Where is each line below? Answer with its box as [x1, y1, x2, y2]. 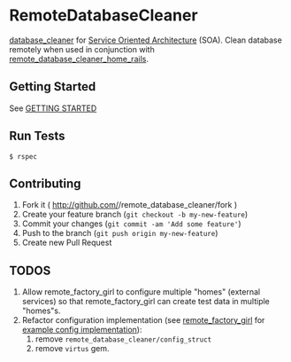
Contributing [9, 176, 81, 191]
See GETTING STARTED [9, 103, 97, 114]
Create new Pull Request [21, 237, 112, 248]
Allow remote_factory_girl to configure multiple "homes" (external [21, 287, 261, 297]
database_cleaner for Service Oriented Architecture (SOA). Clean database [9, 35, 283, 45]
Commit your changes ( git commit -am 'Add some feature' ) [21, 218, 241, 229]
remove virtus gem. [34, 343, 110, 354]
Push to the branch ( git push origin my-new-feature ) [21, 228, 218, 239]
